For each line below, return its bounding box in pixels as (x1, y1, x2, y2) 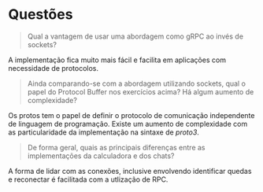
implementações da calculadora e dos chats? (27, 151, 175, 161)
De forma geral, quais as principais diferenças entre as (27, 142, 206, 152)
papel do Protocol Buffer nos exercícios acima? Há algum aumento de (27, 87, 254, 96)
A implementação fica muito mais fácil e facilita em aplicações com (8, 55, 227, 65)
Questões (8, 6, 73, 24)
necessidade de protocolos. (8, 63, 98, 72)
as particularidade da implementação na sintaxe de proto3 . (8, 127, 199, 137)
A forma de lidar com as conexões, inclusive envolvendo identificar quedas (8, 166, 252, 175)
